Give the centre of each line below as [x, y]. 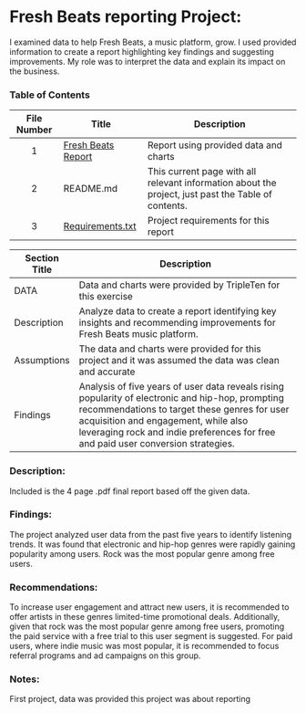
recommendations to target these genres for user [184, 410]
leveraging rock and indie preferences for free [177, 433]
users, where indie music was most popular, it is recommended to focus [144, 646]
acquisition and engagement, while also [163, 421]
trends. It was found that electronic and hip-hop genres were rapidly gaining [153, 544]
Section [42, 258]
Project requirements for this [209, 221]
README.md [91, 189]
